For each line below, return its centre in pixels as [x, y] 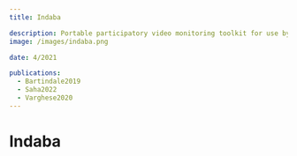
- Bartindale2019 [49, 82]
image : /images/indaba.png [59, 41]
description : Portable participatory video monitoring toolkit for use [144, 33]
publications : [35, 73]
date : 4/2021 [33, 57]
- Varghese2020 [45, 98]
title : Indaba [35, 17]
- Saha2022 [37, 90]
